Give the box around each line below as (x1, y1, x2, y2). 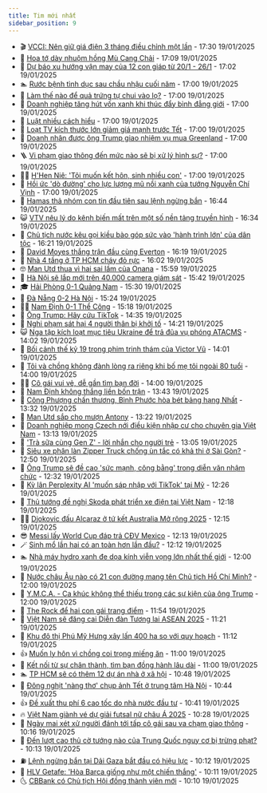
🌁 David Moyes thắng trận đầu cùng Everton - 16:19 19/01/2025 (19, 247, 227, 256)
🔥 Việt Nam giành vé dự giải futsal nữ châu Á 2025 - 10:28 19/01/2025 (19, 709, 249, 719)
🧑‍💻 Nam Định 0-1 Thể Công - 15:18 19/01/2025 (19, 301, 173, 311)
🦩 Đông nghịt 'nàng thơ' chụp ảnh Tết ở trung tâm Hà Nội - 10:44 (19, 680, 233, 690)
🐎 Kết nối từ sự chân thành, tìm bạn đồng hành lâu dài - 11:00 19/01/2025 (19, 660, 258, 669)
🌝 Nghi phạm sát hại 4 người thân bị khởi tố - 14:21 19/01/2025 (19, 319, 224, 328)
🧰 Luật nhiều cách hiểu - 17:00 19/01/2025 (19, 116, 159, 125)
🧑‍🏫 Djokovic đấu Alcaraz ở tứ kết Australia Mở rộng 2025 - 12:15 (19, 513, 230, 523)
